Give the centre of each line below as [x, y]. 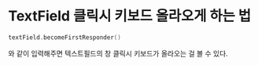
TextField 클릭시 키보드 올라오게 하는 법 [130, 16]
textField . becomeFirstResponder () [65, 37]
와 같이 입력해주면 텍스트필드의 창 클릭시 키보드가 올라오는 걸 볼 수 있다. [118, 53]
